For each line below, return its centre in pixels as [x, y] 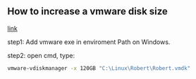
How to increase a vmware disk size [87, 12]
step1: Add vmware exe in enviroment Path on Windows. [89, 42]
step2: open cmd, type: [41, 55]
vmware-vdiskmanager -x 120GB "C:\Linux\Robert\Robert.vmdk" [99, 68]
